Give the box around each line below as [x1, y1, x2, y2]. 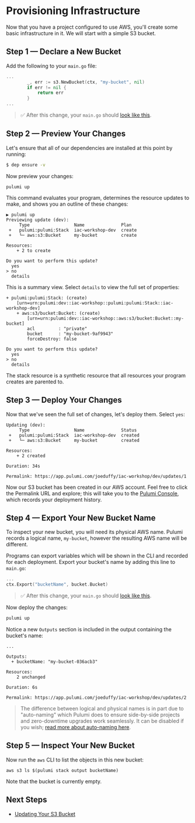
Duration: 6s [6, 684, 38, 690]
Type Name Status [19, 427, 137, 433]
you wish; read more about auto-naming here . [20, 723, 131, 730]
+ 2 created [16, 453, 46, 458]
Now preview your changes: [6, 172, 74, 179]
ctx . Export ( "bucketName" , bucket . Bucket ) [6, 581, 109, 587]
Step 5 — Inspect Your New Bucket [6, 740, 135, 751]
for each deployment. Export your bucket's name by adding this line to [6, 559, 176, 566]
